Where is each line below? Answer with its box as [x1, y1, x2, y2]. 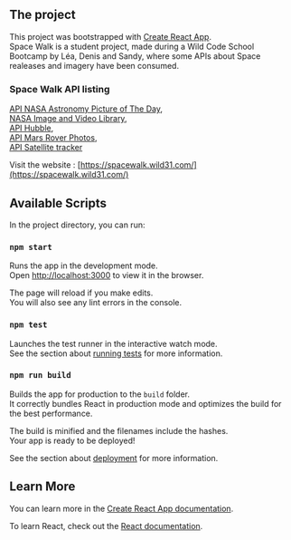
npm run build [9, 371, 71, 381]
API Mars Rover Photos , [9, 132, 98, 143]
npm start [9, 242, 52, 252]
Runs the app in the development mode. [9, 260, 158, 271]
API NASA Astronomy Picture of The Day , [9, 103, 163, 114]
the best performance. [9, 408, 93, 419]
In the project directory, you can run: [9, 219, 145, 230]
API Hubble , [9, 122, 54, 134]
